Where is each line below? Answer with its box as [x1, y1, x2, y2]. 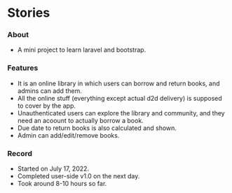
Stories [7, 5, 50, 21]
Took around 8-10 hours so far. [17, 180, 107, 188]
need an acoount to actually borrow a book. [17, 116, 144, 124]
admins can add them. [17, 86, 82, 95]
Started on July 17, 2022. [17, 164, 90, 173]
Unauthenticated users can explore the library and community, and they [17, 108, 226, 117]
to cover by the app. [17, 101, 76, 110]
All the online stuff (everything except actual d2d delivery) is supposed [17, 94, 222, 102]
